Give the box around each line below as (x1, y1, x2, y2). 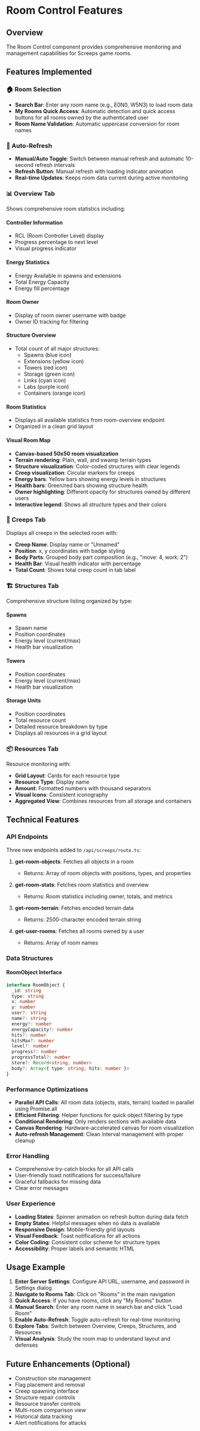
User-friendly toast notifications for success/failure (14, 1172, 141, 1179)
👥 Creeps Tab (6, 516, 46, 524)
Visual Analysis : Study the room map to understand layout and (14, 1335, 171, 1342)
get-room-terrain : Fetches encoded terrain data (14, 904, 134, 911)
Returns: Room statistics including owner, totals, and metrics (23, 893, 173, 900)
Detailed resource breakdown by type (14, 723, 108, 730)
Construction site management (14, 1375, 91, 1382)
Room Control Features (6, 4, 123, 17)
